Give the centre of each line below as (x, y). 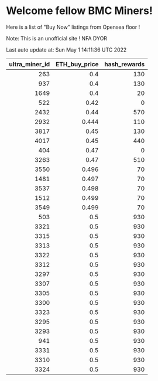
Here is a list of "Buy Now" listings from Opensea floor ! (73, 27)
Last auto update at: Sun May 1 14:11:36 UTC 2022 (66, 50)
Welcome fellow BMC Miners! (80, 11)
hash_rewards (125, 64)
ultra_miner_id (30, 64)
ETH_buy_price (77, 64)
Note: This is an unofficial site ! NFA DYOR (56, 38)
